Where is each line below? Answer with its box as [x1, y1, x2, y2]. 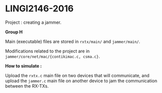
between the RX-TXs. [5, 83, 49, 89]
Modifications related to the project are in [5, 48, 90, 54]
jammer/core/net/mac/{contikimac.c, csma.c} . [5, 53, 100, 59]
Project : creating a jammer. [5, 19, 62, 25]
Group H [5, 29, 23, 35]
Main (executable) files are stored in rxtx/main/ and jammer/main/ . [5, 38, 141, 45]
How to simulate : [5, 63, 42, 69]
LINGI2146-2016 [5, 3, 74, 14]
